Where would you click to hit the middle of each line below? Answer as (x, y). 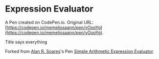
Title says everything (26, 42)
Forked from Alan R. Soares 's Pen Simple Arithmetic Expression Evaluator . (80, 51)
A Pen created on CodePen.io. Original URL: (49, 22)
